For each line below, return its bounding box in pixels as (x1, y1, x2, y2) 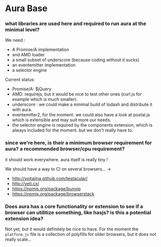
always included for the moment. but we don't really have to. (12, 127, 133, 133)
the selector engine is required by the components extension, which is (12, 122, 153, 128)
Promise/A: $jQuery (12, 86, 52, 92)
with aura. (12, 107, 32, 113)
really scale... (5, 236, 32, 243)
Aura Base (5, 3, 48, 14)
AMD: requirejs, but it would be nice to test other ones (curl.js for (12, 91, 142, 97)
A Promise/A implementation (12, 47, 69, 52)
